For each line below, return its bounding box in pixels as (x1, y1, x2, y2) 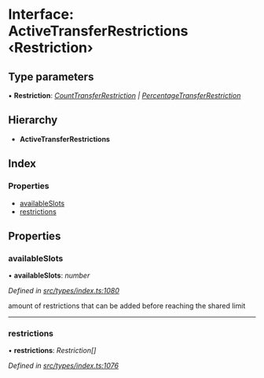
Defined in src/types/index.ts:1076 (8, 361, 119, 370)
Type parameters (8, 70, 94, 83)
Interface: (8, 5, 75, 24)
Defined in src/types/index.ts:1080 (8, 286, 120, 296)
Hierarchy (8, 114, 58, 127)
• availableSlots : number (8, 271, 90, 280)
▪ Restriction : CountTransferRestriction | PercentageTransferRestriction (8, 91, 241, 100)
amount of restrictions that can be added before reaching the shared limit (8, 301, 246, 311)
